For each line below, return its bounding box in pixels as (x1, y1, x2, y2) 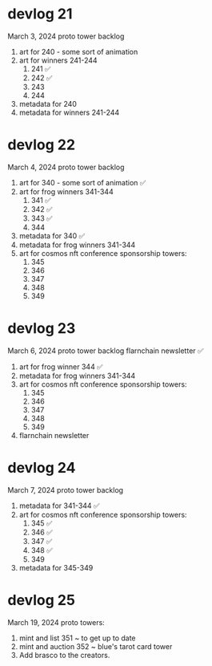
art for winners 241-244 (18, 55, 98, 65)
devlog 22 (7, 136, 76, 154)
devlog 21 (7, 5, 73, 23)
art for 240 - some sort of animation (18, 47, 138, 56)
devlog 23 (7, 319, 76, 338)
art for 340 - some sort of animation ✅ (18, 177, 146, 187)
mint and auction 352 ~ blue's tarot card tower (18, 641, 173, 651)
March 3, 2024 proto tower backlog (7, 31, 125, 41)
